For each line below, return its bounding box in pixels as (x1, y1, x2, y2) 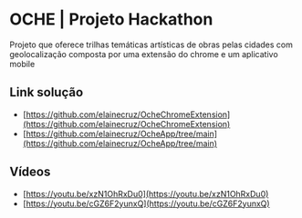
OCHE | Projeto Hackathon (9, 9, 213, 30)
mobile (9, 58, 36, 69)
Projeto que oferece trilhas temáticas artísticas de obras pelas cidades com (9, 39, 294, 50)
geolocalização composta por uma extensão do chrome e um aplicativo (9, 48, 278, 59)
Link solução (9, 84, 84, 100)
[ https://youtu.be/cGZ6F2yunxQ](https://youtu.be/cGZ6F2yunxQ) (22, 198, 271, 209)
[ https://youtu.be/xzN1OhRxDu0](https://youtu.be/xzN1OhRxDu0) (22, 188, 269, 199)
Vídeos (9, 164, 51, 180)
